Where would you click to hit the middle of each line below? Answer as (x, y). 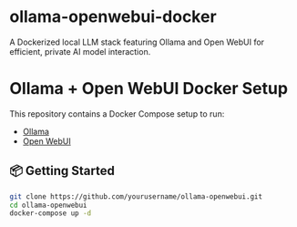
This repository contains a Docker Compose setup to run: (117, 113)
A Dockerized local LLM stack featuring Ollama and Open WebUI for (137, 42)
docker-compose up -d (51, 213)
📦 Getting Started (62, 171)
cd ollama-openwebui (49, 205)
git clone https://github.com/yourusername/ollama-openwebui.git (136, 196)
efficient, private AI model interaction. (80, 51)
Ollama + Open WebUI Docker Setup (149, 89)
